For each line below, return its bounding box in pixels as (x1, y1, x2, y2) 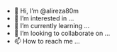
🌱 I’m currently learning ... (13, 22, 90, 30)
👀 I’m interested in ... (13, 14, 74, 22)
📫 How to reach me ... (13, 37, 80, 45)
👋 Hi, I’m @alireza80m (13, 7, 79, 15)
